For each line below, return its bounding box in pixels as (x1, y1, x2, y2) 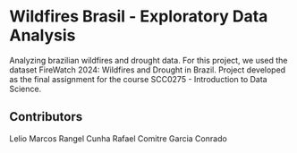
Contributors (9, 109, 83, 124)
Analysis (9, 25, 76, 46)
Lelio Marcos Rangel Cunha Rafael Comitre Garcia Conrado (9, 132, 228, 144)
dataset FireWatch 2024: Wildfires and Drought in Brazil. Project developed (9, 64, 286, 75)
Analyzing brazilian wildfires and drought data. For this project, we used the (9, 55, 288, 65)
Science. (9, 83, 42, 94)
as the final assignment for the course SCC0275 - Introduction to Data (9, 73, 267, 84)
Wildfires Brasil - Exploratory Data (9, 6, 268, 27)
